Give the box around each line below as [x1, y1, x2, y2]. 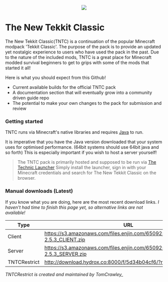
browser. [17, 175, 36, 181]
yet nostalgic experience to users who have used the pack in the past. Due [5, 49, 159, 55]
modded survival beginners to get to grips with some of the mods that [5, 59, 149, 65]
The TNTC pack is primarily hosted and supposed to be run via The [17, 159, 156, 165]
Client [7, 233, 21, 240]
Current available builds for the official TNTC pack [12, 84, 116, 90]
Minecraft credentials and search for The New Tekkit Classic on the [17, 170, 156, 176]
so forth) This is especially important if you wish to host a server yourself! [5, 150, 157, 156]
